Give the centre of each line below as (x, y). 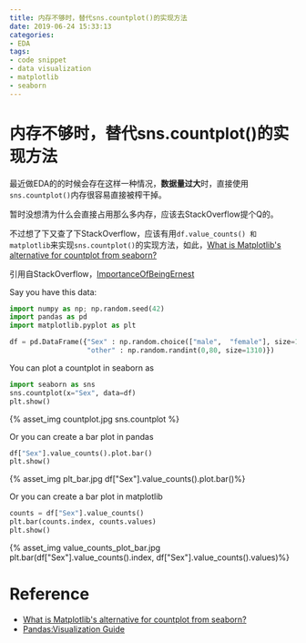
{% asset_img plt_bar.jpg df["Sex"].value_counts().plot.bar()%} (127, 479)
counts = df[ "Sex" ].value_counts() (77, 514)
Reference (49, 594)
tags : (20, 52)
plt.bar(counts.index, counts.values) (83, 522)
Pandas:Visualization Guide (74, 628)
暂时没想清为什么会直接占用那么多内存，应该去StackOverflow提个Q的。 (144, 214)
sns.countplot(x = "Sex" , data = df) (73, 393)
